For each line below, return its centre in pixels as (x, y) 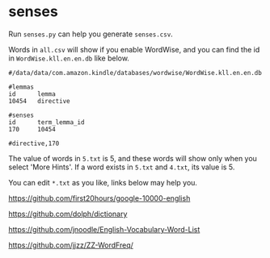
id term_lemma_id (46, 122)
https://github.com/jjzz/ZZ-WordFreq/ (71, 245)
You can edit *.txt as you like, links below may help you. (103, 182)
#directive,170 (34, 144)
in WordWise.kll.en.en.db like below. (69, 58)
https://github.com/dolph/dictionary (68, 214)
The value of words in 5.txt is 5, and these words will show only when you (133, 158)
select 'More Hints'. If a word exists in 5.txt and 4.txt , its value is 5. (122, 167)
